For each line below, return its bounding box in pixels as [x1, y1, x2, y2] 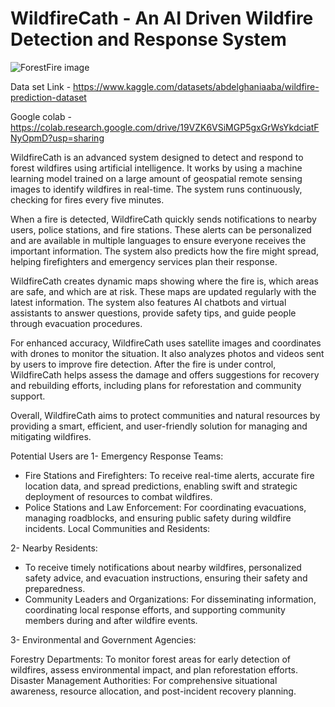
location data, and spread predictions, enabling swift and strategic [24, 480, 298, 492]
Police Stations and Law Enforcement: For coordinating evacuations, [24, 501, 307, 513]
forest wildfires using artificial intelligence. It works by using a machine [10, 162, 303, 174]
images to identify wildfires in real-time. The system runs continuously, [10, 183, 303, 195]
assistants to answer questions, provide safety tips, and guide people [10, 307, 297, 319]
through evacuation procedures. [10, 317, 143, 329]
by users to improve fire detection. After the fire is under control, [10, 358, 277, 370]
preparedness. [24, 582, 86, 594]
